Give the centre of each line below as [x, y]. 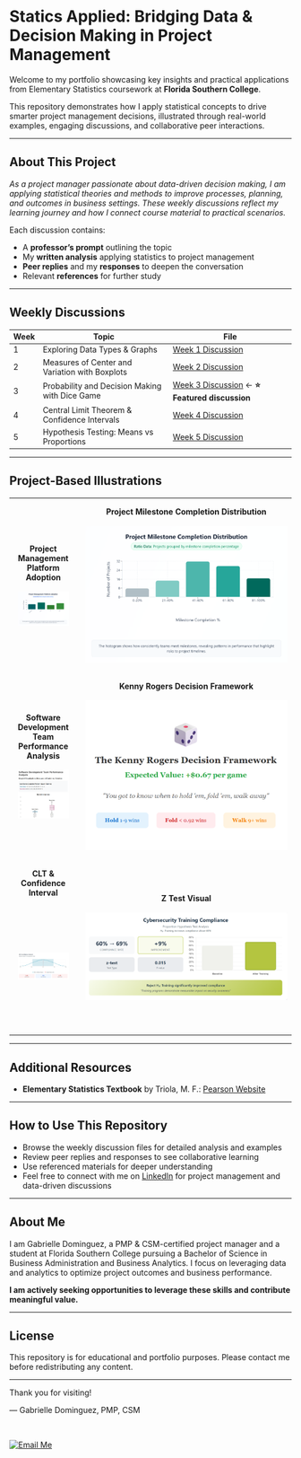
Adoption [43, 577]
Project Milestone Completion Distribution [186, 511]
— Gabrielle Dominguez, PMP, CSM [75, 1410]
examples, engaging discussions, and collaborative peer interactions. [137, 125]
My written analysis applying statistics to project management [138, 257]
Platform [43, 567]
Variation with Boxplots [85, 372]
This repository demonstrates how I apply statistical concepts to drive [138, 106]
